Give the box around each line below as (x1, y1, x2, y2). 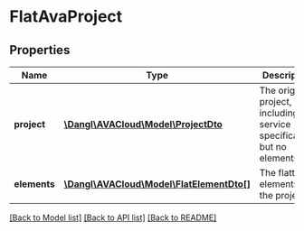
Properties (9, 42, 71, 58)
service (259, 118, 291, 130)
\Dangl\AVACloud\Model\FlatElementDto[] (63, 178, 251, 190)
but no (259, 141, 287, 152)
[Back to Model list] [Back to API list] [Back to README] (9, 212, 217, 223)
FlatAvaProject (9, 6, 123, 27)
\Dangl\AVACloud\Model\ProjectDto (63, 118, 223, 130)
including (259, 106, 299, 119)
